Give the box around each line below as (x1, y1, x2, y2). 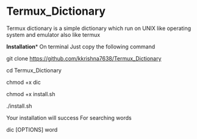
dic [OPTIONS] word (6, 126, 58, 133)
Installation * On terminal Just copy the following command (6, 43, 156, 50)
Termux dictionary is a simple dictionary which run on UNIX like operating (6, 24, 192, 32)
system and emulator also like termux (6, 31, 101, 38)
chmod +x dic (6, 78, 41, 86)
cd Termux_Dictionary (6, 66, 62, 74)
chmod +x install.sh (6, 90, 56, 97)
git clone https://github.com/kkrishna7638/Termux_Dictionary (6, 54, 162, 62)
